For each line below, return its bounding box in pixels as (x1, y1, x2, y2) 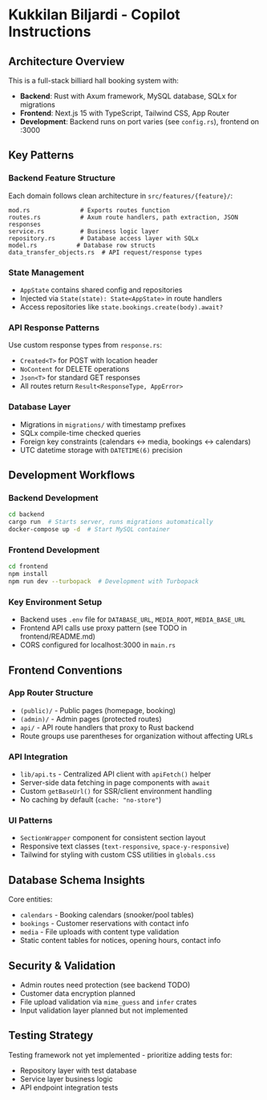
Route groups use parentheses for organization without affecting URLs (19, 731, 253, 740)
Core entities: (8, 895, 53, 905)
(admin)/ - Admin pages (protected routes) (19, 714, 162, 723)
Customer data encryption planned (19, 989, 136, 998)
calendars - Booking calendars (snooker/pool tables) (19, 910, 194, 920)
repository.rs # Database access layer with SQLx (8, 234, 199, 242)
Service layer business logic (19, 1074, 114, 1083)
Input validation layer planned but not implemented (19, 1005, 188, 1015)
